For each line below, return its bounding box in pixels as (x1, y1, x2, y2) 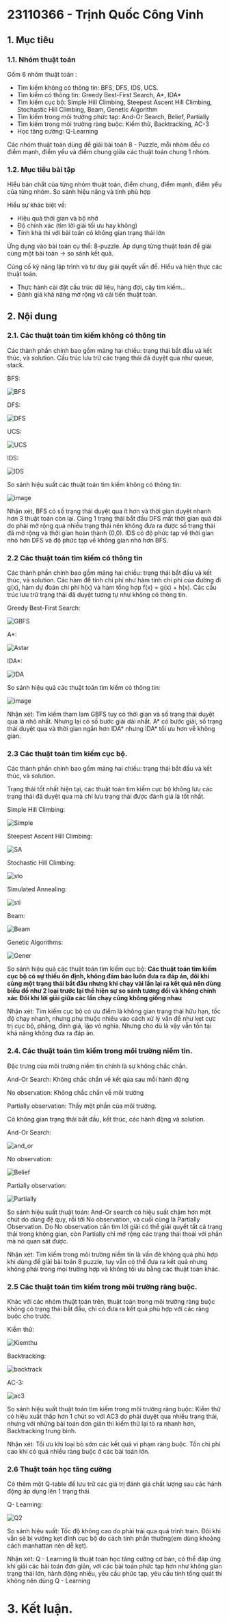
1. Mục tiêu (7, 34, 55, 46)
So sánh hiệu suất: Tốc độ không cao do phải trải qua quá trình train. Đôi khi (7, 1527, 221, 1535)
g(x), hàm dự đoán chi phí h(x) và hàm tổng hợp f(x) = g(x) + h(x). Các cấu (7, 583, 217, 592)
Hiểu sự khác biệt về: (7, 201, 67, 209)
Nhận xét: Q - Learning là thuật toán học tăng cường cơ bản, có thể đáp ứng (7, 1555, 221, 1563)
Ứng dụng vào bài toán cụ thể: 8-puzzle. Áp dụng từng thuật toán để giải (7, 242, 212, 250)
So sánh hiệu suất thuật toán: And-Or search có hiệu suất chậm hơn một (7, 1208, 211, 1216)
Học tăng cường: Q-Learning (16, 127, 98, 135)
